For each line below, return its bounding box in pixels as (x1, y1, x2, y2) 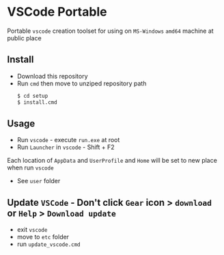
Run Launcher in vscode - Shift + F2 (16, 143, 115, 151)
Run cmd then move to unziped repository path (16, 79, 147, 88)
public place (7, 33, 42, 42)
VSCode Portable (7, 4, 107, 20)
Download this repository (16, 72, 88, 80)
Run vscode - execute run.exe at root (16, 136, 120, 144)
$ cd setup (16, 92, 48, 99)
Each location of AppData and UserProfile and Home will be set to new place (7, 157, 217, 165)
